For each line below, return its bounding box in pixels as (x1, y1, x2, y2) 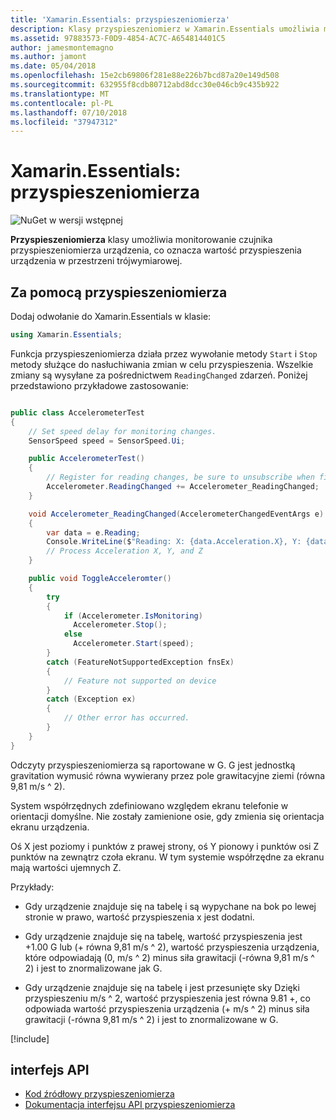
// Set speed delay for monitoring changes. (28, 426, 217, 436)
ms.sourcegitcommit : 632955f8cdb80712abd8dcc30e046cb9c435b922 (10, 80, 280, 90)
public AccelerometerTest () (28, 454, 145, 464)
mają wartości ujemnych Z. (10, 861, 122, 873)
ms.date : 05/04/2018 (10, 61, 97, 71)
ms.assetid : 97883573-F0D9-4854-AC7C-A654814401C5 (10, 33, 226, 43)
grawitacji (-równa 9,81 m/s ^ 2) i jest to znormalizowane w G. (24, 1013, 279, 1025)
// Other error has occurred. (63, 713, 190, 723)
